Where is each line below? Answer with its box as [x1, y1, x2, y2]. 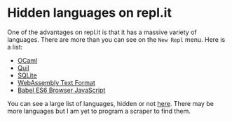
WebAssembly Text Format [17, 78, 96, 86]
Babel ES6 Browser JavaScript [17, 86, 106, 94]
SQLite [17, 71, 37, 79]
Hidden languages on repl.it [7, 5, 172, 21]
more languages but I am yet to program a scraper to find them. [7, 107, 191, 115]
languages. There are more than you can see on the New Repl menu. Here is [7, 35, 226, 43]
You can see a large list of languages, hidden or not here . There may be [7, 99, 214, 107]
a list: [7, 43, 23, 51]
